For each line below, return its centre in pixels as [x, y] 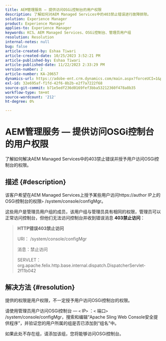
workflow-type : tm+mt [27, 92]
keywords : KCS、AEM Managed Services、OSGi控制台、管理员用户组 [68, 33]
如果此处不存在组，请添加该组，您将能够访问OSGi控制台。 [64, 334]
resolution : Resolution [30, 38]
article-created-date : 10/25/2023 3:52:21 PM [53, 56]
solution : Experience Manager [36, 19]
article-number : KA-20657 [32, 74]
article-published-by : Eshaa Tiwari [43, 60]
